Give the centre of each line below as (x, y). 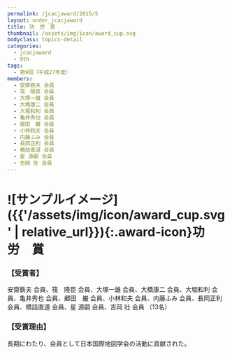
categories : (24, 46)
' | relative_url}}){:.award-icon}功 (106, 232)
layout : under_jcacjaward (45, 20)
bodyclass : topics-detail (45, 40)
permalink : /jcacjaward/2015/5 (53, 14)
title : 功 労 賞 (31, 27)
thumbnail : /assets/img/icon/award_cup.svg (72, 33)
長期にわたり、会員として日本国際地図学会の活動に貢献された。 (99, 344)
